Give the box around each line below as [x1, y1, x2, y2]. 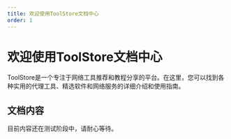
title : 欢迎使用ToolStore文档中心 [7, 10, 99, 17]
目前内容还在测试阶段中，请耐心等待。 [7, 124, 117, 133]
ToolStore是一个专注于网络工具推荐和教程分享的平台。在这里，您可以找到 [7, 73, 218, 82]
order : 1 [7, 17, 33, 24]
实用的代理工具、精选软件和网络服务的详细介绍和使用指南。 [13, 82, 185, 91]
